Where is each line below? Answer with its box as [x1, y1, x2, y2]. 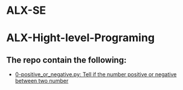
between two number [14, 77, 69, 85]
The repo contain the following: [6, 55, 127, 65]
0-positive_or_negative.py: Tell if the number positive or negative [14, 71, 177, 78]
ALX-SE [6, 4, 47, 17]
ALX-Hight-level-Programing [6, 31, 155, 45]
